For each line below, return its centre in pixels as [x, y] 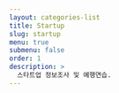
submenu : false [37, 50]
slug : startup [35, 34]
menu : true [29, 42]
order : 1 [25, 58]
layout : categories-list [55, 17]
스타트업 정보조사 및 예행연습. [64, 75]
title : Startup [37, 26]
